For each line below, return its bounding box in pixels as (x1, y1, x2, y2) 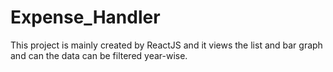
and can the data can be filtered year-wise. (10, 49, 188, 61)
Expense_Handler (10, 6, 161, 29)
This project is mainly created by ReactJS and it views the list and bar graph (10, 39, 323, 51)
